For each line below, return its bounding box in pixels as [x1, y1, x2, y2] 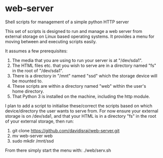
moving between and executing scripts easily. [5, 38, 97, 44]
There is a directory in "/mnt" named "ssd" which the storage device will [12, 73, 158, 79]
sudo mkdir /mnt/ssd [12, 138, 54, 143]
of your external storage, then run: [5, 118, 74, 124]
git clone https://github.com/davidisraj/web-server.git [12, 127, 120, 133]
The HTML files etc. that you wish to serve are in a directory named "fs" [12, 63, 157, 68]
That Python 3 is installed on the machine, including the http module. [12, 93, 150, 99]
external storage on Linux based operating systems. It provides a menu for [5, 33, 155, 39]
